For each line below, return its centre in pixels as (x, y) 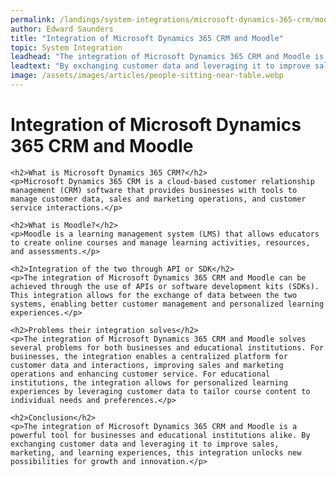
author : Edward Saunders (62, 29)
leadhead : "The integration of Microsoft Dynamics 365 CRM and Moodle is (167, 57)
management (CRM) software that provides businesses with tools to (154, 190)
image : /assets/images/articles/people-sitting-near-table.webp (147, 76)
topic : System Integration (66, 47)
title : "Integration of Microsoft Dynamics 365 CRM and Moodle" (147, 38)
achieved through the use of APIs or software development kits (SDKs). (165, 286)
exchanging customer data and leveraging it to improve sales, (145, 444)
